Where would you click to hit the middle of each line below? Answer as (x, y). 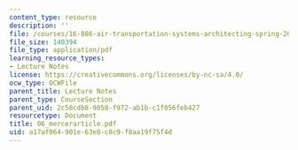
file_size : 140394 (43, 42)
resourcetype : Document (53, 116)
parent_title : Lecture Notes (63, 91)
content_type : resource (53, 17)
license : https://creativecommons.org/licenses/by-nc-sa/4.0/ (126, 75)
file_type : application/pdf (61, 50)
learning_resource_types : (57, 58)
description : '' (39, 26)
